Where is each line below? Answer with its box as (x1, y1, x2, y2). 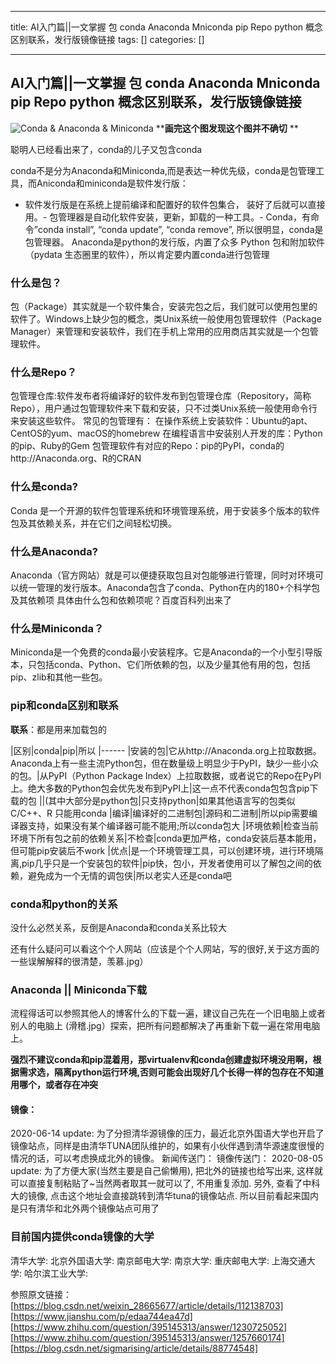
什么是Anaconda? (10, 544, 98, 558)
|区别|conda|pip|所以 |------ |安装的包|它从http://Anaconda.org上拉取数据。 (10, 744, 322, 756)
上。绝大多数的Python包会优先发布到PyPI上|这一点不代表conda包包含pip (10, 782, 310, 794)
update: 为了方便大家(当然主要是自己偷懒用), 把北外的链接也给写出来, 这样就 (10, 1165, 324, 1177)
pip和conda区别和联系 (10, 699, 119, 713)
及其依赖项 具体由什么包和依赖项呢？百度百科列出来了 (10, 594, 232, 606)
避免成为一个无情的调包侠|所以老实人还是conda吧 (27, 869, 232, 881)
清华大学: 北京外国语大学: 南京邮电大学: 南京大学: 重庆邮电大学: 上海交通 (10, 1254, 307, 1266)
